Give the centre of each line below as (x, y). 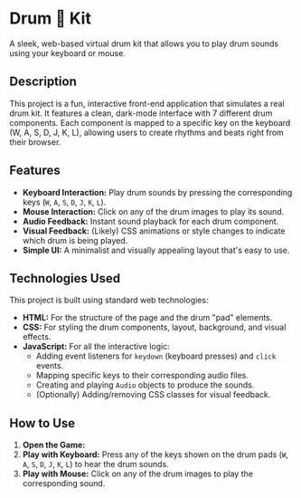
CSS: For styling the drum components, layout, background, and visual (154, 327)
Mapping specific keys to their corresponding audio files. (142, 376)
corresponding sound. (64, 484)
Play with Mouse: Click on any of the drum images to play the (137, 474)
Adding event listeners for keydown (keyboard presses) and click (156, 356)
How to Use (42, 423)
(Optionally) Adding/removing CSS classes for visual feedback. (153, 395)
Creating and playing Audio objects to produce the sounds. (145, 385)
